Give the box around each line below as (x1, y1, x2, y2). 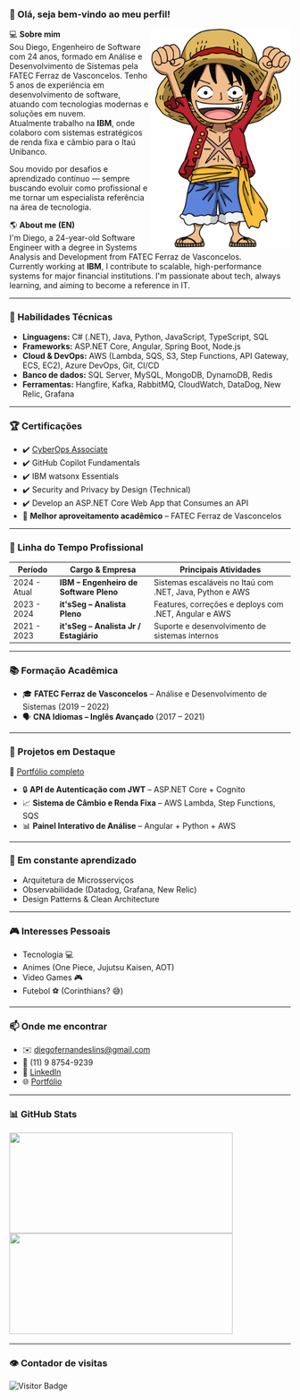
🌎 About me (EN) (9, 219, 76, 231)
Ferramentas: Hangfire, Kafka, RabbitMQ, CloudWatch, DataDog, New (21, 379, 281, 389)
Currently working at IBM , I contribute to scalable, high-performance (9, 261, 262, 272)
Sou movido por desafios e (9, 164, 109, 175)
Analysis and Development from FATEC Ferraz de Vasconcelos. (9, 252, 243, 262)
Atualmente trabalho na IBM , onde (9, 118, 136, 129)
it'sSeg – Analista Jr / (59, 621, 141, 632)
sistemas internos (153, 630, 219, 641)
